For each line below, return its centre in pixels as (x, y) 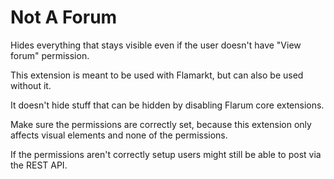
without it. (31, 85)
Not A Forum (64, 17)
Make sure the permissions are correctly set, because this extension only (161, 124)
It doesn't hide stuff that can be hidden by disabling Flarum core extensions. (167, 105)
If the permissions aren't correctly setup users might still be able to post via (166, 154)
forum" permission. (50, 55)
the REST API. (39, 165)
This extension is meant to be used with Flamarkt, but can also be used (157, 75)
